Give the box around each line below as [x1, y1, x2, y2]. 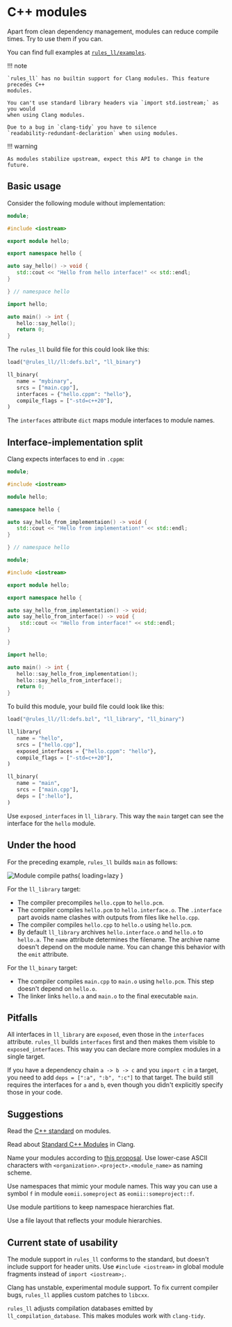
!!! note [7, 61, 28, 70]
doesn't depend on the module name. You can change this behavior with [17, 942, 226, 951]
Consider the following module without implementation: [7, 199, 165, 207]
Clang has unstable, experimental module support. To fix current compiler [7, 1283, 219, 1292]
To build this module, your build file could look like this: [7, 702, 165, 710]
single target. [7, 1052, 45, 1061]
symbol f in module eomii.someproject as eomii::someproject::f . [7, 1189, 194, 1198]
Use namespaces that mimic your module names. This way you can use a [7, 1182, 217, 1191]
